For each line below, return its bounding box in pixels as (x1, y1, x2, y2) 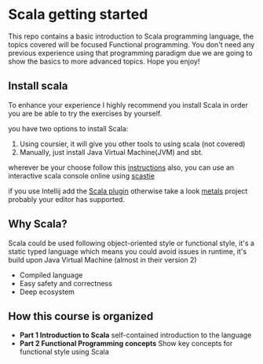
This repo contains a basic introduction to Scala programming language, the (8, 31, 254, 41)
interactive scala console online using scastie (8, 171, 155, 180)
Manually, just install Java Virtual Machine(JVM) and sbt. (19, 147, 203, 156)
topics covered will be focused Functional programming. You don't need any (8, 39, 255, 49)
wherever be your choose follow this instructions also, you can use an (8, 163, 235, 172)
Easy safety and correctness (19, 278, 112, 288)
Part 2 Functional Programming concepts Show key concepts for (19, 339, 233, 348)
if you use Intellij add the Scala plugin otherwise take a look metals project (8, 186, 248, 196)
